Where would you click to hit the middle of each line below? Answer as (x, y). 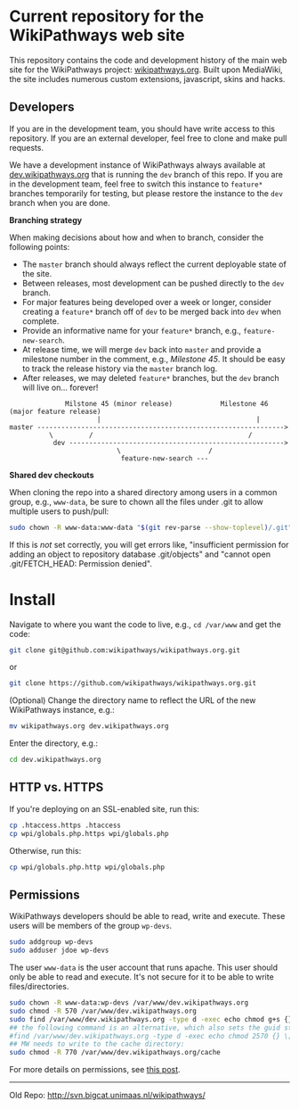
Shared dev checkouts (52, 475)
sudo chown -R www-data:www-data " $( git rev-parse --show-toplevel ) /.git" (151, 527)
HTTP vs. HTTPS (57, 787)
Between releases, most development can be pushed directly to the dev (153, 283)
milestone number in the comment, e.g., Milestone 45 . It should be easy (154, 359)
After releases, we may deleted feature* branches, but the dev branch (151, 377)
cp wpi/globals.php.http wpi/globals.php (87, 867)
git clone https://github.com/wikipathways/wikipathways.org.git (133, 683)
